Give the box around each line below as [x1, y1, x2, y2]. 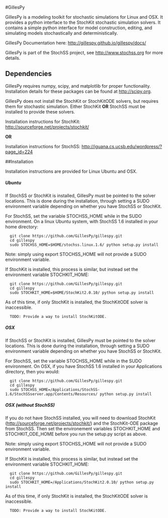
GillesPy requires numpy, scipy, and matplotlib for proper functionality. [5, 83, 151, 89]
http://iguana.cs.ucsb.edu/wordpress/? [81, 143, 162, 149]
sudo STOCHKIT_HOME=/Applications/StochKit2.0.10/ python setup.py [10, 480, 154, 485]
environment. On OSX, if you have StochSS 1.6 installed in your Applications [5, 363, 162, 369]
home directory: [5, 224, 39, 230]
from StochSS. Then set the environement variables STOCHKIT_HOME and [5, 425, 160, 431]
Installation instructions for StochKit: [5, 118, 80, 124]
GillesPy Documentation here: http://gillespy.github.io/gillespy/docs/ [5, 40, 146, 46]
